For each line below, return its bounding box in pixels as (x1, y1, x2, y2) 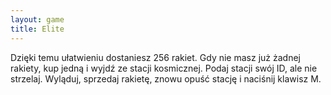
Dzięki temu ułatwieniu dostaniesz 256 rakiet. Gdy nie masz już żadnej (10, 51, 301, 63)
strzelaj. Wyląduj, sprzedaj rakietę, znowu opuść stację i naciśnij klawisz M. (10, 72, 322, 85)
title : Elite (10, 24, 65, 34)
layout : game (10, 14, 65, 25)
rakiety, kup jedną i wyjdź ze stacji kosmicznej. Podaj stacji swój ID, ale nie (10, 62, 318, 74)
